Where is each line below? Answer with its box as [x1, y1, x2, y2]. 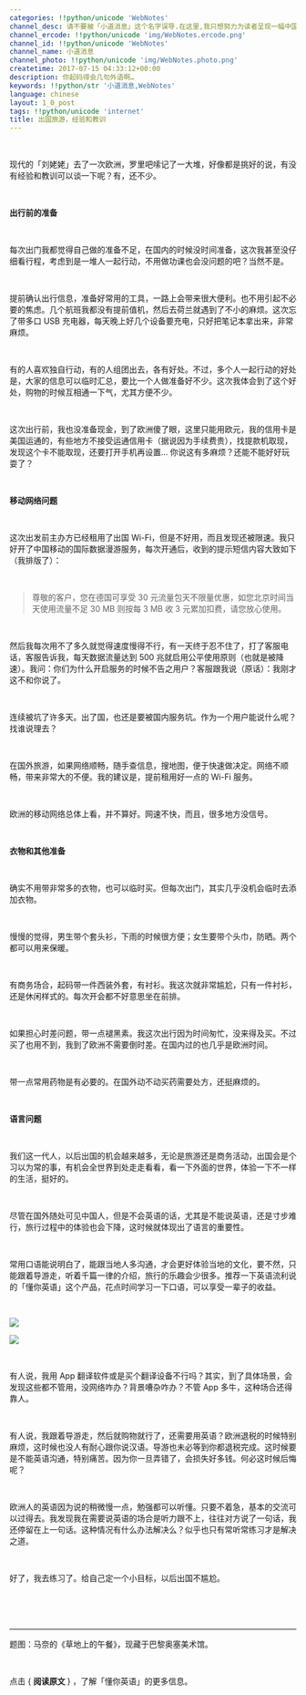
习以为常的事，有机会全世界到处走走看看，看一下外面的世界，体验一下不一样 [9, 1162, 297, 1173]
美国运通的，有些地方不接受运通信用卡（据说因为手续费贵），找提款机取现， [9, 435, 293, 447]
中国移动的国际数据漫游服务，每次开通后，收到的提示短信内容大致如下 [33, 543, 297, 554]
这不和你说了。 [9, 675, 66, 686]
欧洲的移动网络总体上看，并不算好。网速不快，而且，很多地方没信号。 [9, 809, 273, 820]
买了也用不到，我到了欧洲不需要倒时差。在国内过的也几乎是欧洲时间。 [9, 1039, 273, 1050]
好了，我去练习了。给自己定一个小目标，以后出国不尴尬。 [9, 1573, 225, 1584]
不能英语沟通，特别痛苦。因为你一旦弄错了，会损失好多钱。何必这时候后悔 [16, 1453, 297, 1464]
